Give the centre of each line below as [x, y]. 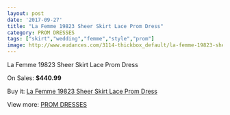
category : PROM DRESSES [41, 33]
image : [16, 45]
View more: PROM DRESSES [47, 104]
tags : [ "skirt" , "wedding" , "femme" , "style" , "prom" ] [81, 39]
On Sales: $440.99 [34, 78]
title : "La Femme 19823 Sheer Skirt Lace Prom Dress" [86, 26]
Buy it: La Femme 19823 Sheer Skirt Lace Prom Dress [82, 91]
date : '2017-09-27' [35, 20]
